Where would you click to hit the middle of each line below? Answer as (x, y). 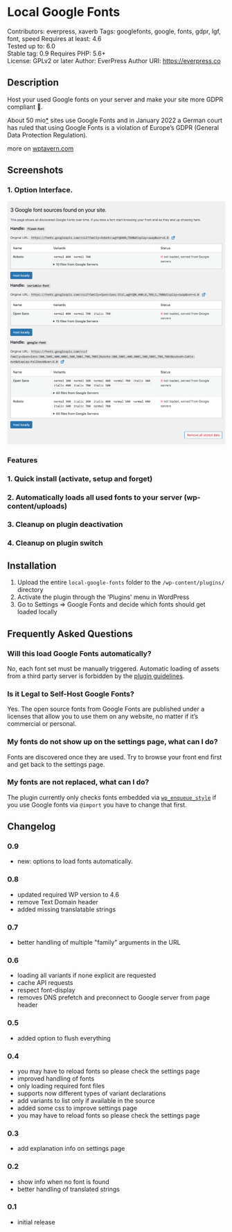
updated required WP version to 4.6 (68, 894)
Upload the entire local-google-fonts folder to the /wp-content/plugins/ (121, 582)
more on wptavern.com (41, 148)
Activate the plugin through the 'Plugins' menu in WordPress (103, 597)
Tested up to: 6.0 (31, 46)
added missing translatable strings (66, 909)
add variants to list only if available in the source (86, 1100)
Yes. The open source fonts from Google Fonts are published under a (106, 709)
